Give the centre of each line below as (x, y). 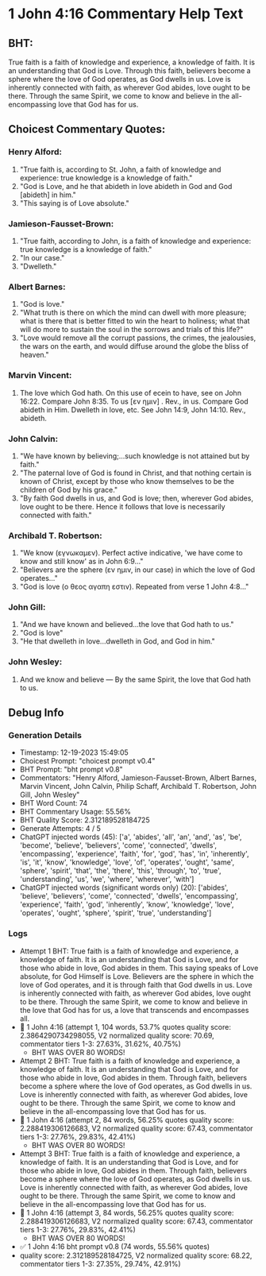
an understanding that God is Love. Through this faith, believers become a (130, 71)
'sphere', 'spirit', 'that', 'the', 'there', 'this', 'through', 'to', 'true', (120, 871)
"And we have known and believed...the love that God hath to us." (127, 624)
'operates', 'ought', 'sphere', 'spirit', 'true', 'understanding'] (116, 913)
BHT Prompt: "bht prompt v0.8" (71, 769)
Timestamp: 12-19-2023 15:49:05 (74, 752)
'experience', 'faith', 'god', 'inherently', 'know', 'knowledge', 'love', (127, 905)
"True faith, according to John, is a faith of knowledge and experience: (135, 241)
